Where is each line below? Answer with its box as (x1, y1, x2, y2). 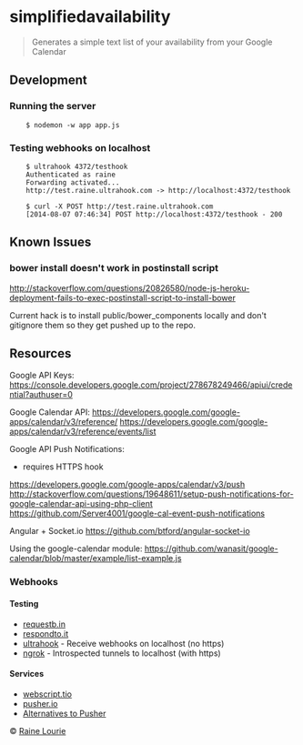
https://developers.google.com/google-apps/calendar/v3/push (9, 479, 246, 490)
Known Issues (9, 235, 92, 250)
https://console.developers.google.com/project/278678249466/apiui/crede (9, 379, 293, 390)
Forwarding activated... (25, 177, 120, 187)
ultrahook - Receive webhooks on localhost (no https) (22, 638, 225, 649)
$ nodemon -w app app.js (25, 120, 120, 129)
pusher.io (22, 698, 58, 709)
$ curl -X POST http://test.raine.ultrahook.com (25, 202, 214, 211)
